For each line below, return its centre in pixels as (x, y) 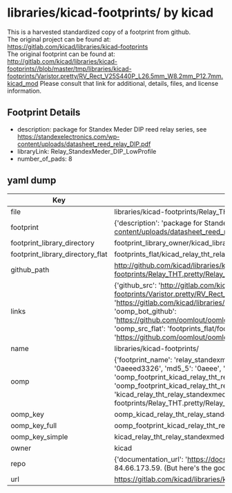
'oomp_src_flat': (139, 328)
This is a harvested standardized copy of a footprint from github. (99, 32)
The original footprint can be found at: (61, 54)
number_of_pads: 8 (45, 159)
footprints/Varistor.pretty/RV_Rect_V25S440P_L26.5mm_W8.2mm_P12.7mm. (115, 76)
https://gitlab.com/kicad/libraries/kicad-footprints (78, 46)
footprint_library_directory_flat (59, 254)
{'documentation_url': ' (151, 459)
